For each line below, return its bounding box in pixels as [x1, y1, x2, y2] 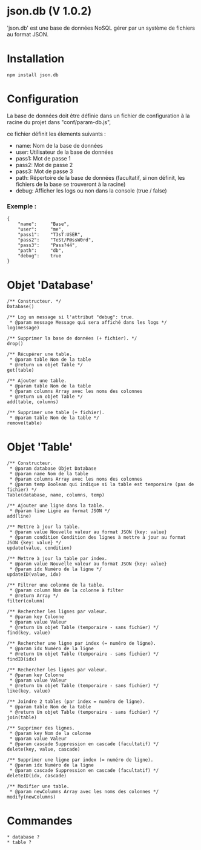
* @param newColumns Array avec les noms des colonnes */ [9, 788, 159, 794]
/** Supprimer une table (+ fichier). [7, 410, 105, 416]
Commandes [7, 814, 73, 828]
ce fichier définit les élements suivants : [7, 130, 107, 137]
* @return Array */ [9, 592, 59, 599]
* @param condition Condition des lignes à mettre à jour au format [9, 534, 186, 540]
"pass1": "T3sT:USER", [18, 232, 84, 238]
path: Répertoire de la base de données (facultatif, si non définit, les [15, 174, 185, 181]
